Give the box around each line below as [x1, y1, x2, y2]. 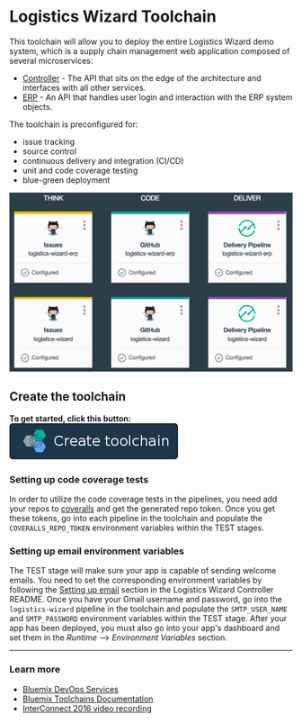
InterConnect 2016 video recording [22, 702, 153, 713]
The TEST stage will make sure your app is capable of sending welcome [9, 565, 277, 576]
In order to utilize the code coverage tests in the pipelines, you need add [9, 493, 278, 504]
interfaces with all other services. [22, 82, 147, 93]
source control [22, 146, 77, 157]
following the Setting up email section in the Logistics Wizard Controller [9, 584, 274, 595]
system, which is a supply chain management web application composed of [9, 45, 290, 56]
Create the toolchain [9, 389, 127, 404]
